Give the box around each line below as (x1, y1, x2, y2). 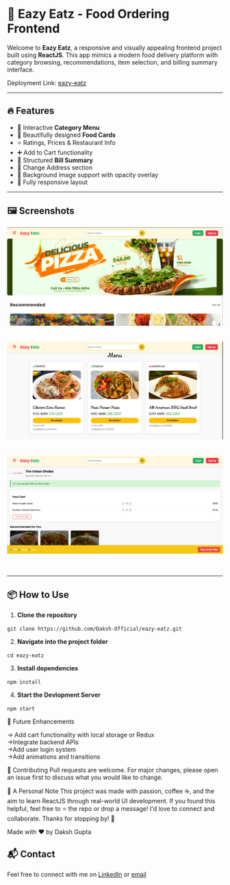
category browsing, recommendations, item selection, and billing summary (7, 58, 218, 66)
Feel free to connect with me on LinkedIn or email (7, 870, 147, 878)
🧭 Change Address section (16, 163, 93, 171)
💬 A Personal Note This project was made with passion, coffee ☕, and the (7, 787, 214, 795)
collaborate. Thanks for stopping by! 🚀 (7, 814, 115, 822)
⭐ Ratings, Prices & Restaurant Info (16, 138, 116, 146)
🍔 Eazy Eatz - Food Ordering (7, 6, 170, 22)
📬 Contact (7, 849, 55, 860)
